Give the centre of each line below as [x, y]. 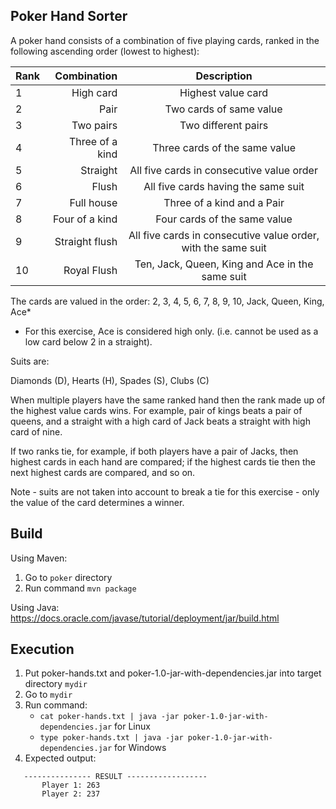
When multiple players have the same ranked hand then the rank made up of [168, 400]
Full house [93, 202]
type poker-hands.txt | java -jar [111, 738]
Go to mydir [48, 695]
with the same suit [224, 247]
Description [224, 76]
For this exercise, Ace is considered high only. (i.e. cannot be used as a [171, 331]
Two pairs [94, 125]
